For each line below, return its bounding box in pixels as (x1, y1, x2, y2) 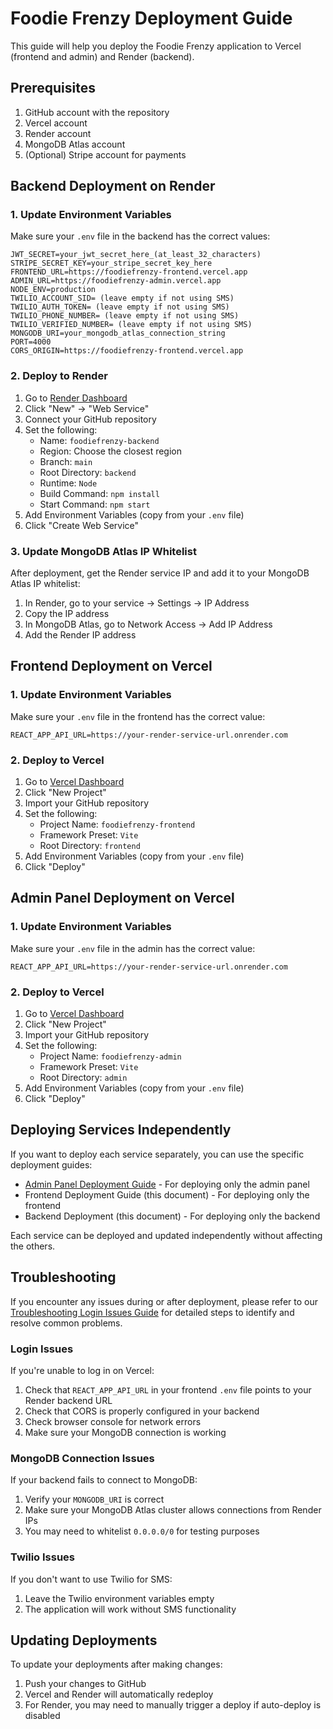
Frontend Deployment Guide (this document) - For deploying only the (24, 1188, 310, 1201)
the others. (10, 1240, 56, 1252)
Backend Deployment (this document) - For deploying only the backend (24, 1210, 321, 1222)
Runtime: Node (39, 477, 98, 489)
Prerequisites (10, 80, 96, 97)
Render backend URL (24, 1394, 113, 1406)
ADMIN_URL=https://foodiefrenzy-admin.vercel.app (10, 276, 222, 286)
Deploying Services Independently (10, 1122, 232, 1139)
